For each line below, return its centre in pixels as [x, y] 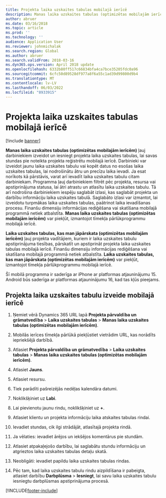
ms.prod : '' [18, 33]
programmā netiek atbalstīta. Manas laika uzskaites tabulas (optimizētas [81, 213]
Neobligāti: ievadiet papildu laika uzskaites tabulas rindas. [71, 461]
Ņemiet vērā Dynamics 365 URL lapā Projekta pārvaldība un [75, 315]
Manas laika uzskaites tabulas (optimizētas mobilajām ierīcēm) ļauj [76, 151]
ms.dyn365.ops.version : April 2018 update [50, 65]
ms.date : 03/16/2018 [27, 23]
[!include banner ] [23, 141]
